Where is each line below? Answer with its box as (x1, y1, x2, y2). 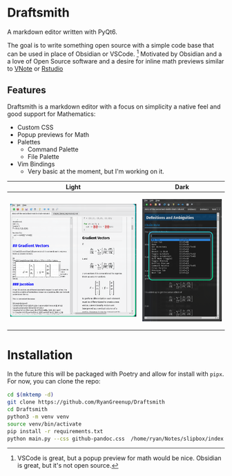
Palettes (17, 138, 41, 146)
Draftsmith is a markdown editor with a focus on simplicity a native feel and (7, 102, 221, 111)
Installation (7, 347, 73, 363)
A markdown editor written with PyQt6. (7, 28, 117, 36)
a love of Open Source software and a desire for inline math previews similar (7, 57, 224, 65)
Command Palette (27, 145, 79, 153)
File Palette (27, 153, 60, 161)
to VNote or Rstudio (7, 64, 64, 73)
